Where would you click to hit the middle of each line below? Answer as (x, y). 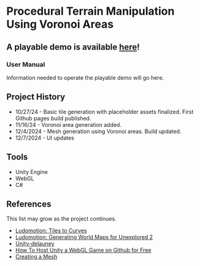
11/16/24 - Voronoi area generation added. (68, 124)
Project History (36, 97)
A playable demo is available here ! (73, 47)
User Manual (26, 64)
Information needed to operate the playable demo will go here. (85, 77)
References (29, 204)
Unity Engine (31, 172)
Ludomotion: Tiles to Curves (51, 230)
